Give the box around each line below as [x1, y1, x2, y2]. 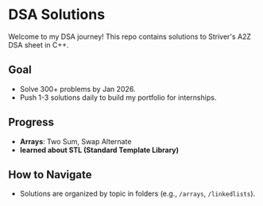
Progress [8, 116, 54, 129]
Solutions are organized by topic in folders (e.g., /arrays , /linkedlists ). [19, 189, 256, 199]
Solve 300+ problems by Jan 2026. [19, 84, 136, 93]
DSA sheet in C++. [8, 40, 69, 49]
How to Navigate [8, 168, 93, 181]
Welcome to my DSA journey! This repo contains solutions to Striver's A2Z [8, 32, 252, 41]
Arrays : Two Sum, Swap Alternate [19, 136, 132, 146]
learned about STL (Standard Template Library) [19, 145, 180, 154]
